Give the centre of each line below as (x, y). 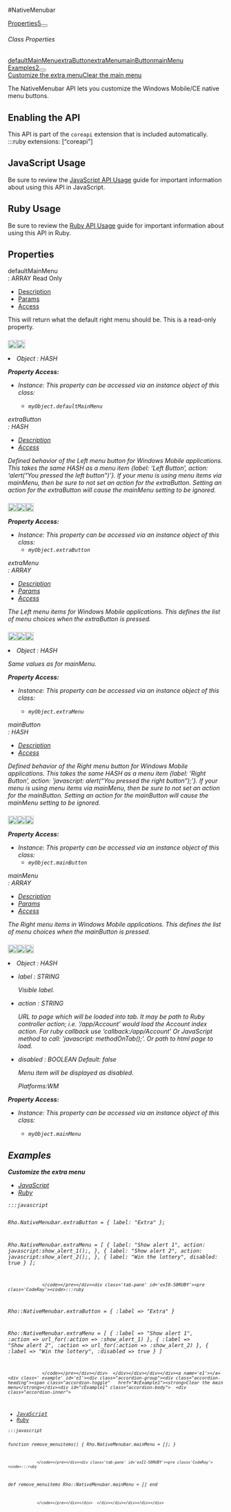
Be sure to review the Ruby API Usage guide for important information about (116, 225)
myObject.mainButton (58, 863)
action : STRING (41, 1003)
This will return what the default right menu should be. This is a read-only (112, 320)
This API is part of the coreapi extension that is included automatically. (108, 135)
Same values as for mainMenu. (52, 664)
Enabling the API (44, 118)
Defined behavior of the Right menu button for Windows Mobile (98, 766)
